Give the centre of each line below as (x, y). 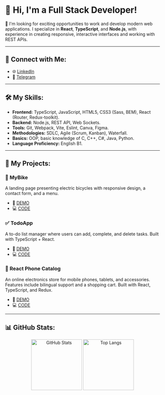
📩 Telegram (24, 77)
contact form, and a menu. (32, 194)
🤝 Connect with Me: (36, 59)
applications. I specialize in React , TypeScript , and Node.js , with (71, 29)
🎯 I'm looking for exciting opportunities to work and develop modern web (79, 24)
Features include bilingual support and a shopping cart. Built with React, (78, 285)
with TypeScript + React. (30, 239)
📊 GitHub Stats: (30, 328)
